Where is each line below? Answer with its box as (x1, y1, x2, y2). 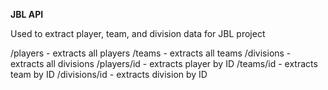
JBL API (10, 9, 44, 20)
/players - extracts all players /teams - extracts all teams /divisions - (10, 47, 292, 59)
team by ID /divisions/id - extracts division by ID (10, 69, 208, 80)
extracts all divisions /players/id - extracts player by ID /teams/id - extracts (10, 58, 318, 69)
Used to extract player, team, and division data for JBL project (10, 28, 266, 39)
